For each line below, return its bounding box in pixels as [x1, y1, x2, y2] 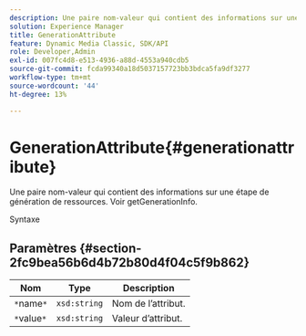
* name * [14, 298, 48, 310]
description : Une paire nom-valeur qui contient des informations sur [9, 13, 283, 23]
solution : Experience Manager [9, 22, 125, 31]
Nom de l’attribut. [112, 298, 186, 310]
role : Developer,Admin [9, 47, 96, 57]
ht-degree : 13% [9, 89, 67, 99]
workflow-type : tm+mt [9, 73, 92, 82]
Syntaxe [9, 214, 41, 225]
